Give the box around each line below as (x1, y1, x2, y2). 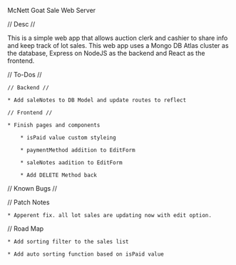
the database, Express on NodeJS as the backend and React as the (7, 49, 205, 57)
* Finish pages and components (7, 121, 101, 129)
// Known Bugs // (7, 184, 57, 192)
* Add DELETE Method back (20, 171, 98, 179)
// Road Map (7, 224, 44, 233)
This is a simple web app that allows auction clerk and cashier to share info (7, 34, 228, 42)
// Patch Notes (7, 198, 50, 206)
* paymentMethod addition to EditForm (20, 146, 135, 154)
